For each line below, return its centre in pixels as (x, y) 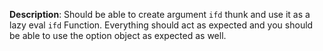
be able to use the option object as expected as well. (118, 35)
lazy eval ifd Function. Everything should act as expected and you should (161, 25)
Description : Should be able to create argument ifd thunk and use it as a (160, 14)
